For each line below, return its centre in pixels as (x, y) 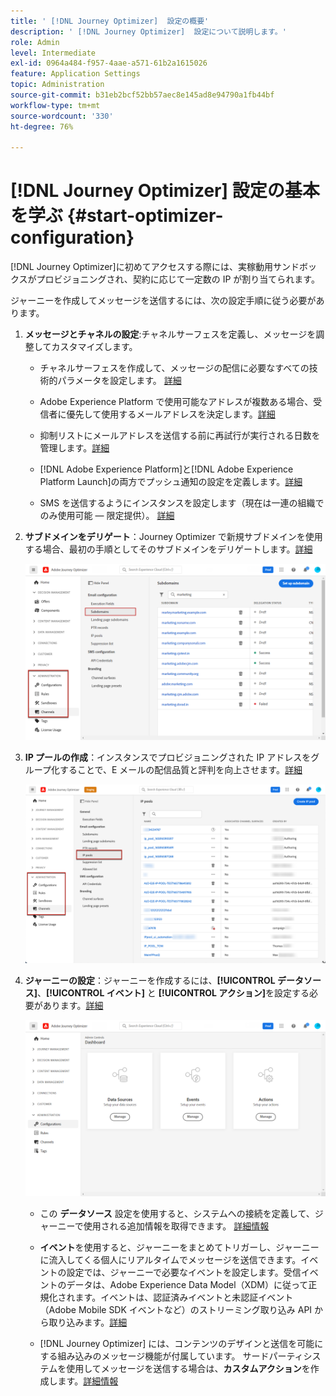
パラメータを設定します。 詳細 (119, 381)
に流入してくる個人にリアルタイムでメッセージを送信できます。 (170, 1259)
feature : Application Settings (75, 74)
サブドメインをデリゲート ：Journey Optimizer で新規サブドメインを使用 (173, 537)
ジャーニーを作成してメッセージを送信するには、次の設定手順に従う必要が (163, 301)
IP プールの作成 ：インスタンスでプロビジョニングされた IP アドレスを (168, 757)
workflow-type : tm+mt (55, 105)
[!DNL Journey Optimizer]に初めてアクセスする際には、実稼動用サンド (155, 267)
